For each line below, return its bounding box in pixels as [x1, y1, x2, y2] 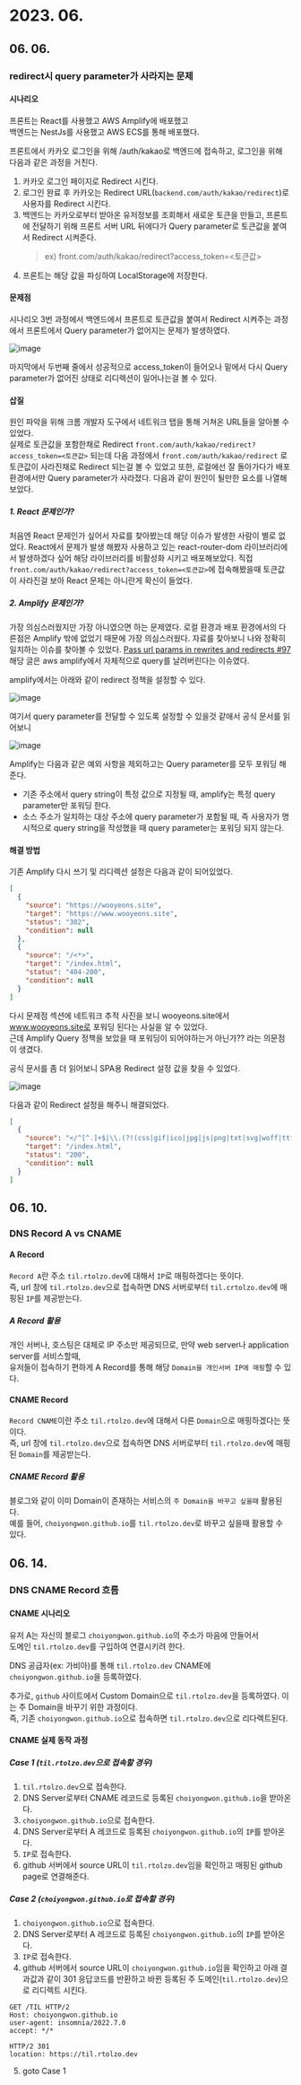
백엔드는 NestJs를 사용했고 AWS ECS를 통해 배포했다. [9, 126, 200, 137]
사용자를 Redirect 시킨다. [21, 198, 111, 209]
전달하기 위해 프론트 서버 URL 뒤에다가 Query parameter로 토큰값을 [31, 221, 271, 231]
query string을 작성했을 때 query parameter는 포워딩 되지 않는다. [53, 823, 285, 833]
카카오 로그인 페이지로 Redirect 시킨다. [21, 176, 159, 187]
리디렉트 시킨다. [31, 1985, 88, 1996]
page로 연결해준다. [21, 1871, 90, 1882]
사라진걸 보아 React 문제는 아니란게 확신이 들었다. [18, 575, 193, 586]
